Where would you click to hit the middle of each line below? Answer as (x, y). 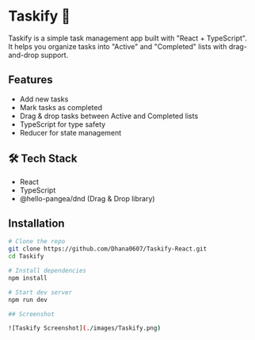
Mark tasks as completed (61, 107)
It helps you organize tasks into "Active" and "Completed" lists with (118, 46)
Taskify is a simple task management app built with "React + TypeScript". (127, 38)
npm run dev (28, 300)
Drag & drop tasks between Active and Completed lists (109, 116)
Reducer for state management (70, 132)
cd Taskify (26, 257)
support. (55, 55)
